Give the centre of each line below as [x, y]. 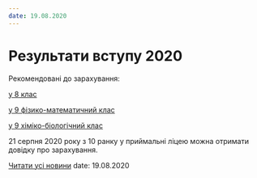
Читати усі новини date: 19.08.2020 [69, 165]
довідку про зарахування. [54, 150]
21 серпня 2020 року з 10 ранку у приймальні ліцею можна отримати [129, 141]
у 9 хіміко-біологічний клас [56, 125]
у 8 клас [23, 94]
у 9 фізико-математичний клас [62, 109]
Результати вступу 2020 [96, 55]
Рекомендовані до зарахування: [64, 78]
